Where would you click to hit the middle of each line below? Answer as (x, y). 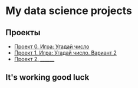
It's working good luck (47, 77)
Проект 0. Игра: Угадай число (52, 46)
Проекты (23, 33)
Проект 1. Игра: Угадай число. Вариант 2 (65, 53)
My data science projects (69, 11)
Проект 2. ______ (34, 59)
